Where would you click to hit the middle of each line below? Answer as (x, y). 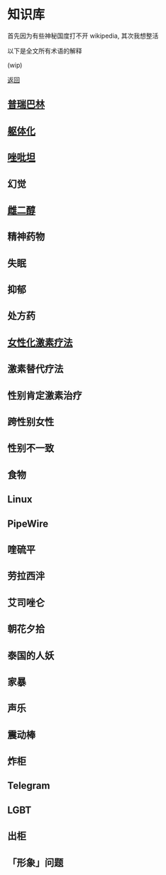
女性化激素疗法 (40, 342)
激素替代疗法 (35, 369)
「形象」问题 (35, 863)
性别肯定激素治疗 (45, 395)
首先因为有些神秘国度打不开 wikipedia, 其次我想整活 (83, 36)
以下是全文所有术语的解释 (45, 51)
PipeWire (28, 523)
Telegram (29, 786)
